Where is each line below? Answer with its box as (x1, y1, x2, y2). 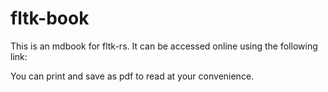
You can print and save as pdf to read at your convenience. (10, 70, 255, 82)
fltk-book (10, 7, 90, 30)
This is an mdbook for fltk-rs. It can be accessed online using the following (10, 40, 318, 52)
